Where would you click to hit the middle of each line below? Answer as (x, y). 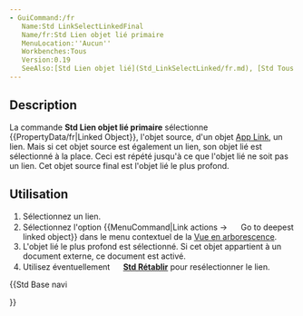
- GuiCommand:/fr (42, 18)
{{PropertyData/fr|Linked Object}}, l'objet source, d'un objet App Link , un (146, 136)
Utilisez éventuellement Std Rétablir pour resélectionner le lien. (146, 267)
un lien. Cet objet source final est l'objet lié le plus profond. (119, 165)
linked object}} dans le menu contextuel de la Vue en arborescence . (150, 236)
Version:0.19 (46, 60)
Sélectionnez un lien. (62, 216)
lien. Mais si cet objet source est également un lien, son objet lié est (136, 146)
